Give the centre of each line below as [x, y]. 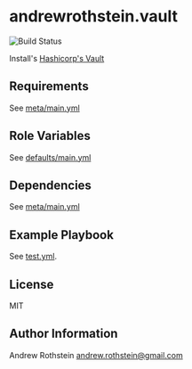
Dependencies [50, 185]
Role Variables [50, 136]
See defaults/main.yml [50, 157]
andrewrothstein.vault [93, 16]
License [32, 284]
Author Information [64, 334]
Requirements [49, 86]
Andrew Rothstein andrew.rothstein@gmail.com [96, 355]
